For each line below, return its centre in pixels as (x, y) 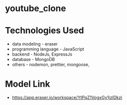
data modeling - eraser (35, 44)
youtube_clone (35, 8)
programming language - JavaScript (48, 49)
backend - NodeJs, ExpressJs (42, 54)
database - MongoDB (33, 60)
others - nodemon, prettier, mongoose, (51, 65)
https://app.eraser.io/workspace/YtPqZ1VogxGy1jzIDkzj (67, 98)
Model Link (28, 84)
